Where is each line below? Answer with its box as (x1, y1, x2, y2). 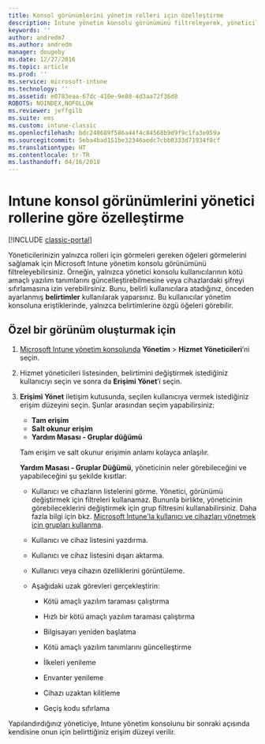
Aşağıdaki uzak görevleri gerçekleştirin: (31, 581, 160, 590)
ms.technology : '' (8, 84, 69, 93)
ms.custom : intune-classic (8, 122, 97, 129)
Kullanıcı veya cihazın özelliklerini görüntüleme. (31, 566, 185, 575)
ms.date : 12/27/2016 (8, 56, 77, 64)
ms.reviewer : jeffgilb (8, 107, 83, 115)
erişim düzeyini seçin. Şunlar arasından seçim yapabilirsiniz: (19, 400, 215, 409)
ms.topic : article (8, 63, 69, 71)
